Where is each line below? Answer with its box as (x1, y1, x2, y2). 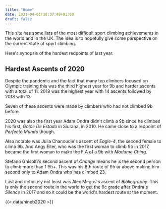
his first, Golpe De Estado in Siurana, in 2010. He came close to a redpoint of (5, 124, 162, 130)
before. (5, 109, 20, 115)
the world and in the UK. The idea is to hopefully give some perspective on (5, 35, 158, 41)
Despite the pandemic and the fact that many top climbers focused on (5, 78, 148, 84)
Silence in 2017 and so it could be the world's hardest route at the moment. (5, 189, 159, 195)
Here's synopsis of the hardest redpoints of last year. (5, 50, 114, 56)
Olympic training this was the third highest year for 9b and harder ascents (5, 83, 156, 89)
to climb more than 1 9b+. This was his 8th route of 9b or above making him (5, 164, 160, 170)
